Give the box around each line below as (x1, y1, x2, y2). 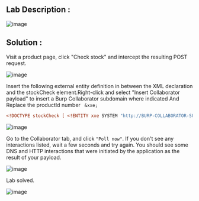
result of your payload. (6, 154, 62, 161)
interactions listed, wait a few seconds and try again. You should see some (6, 141, 188, 148)
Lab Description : (6, 5, 70, 15)
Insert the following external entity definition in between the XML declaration (6, 82, 193, 89)
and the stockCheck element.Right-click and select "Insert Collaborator (6, 89, 181, 96)
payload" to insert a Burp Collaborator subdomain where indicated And (6, 95, 179, 102)
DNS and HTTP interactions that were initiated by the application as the (6, 147, 180, 154)
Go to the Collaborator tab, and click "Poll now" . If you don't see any (6, 135, 174, 142)
